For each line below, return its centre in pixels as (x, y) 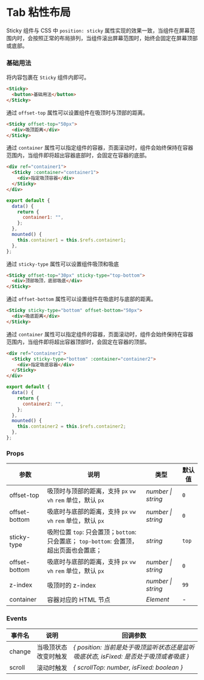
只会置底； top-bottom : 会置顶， (93, 541)
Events (17, 619)
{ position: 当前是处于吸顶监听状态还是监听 (134, 647)
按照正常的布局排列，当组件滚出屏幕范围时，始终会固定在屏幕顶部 (115, 38)
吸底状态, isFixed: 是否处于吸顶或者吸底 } (131, 656)
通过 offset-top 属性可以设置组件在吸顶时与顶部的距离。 (77, 113)
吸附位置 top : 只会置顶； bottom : (92, 532)
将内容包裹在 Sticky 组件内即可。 (48, 77)
